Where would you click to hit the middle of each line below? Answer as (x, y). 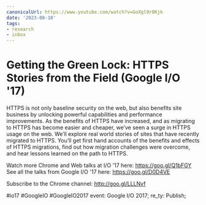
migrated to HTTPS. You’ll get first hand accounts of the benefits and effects (103, 141)
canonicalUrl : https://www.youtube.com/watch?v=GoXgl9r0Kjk (85, 12)
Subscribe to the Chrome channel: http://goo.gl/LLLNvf (76, 184)
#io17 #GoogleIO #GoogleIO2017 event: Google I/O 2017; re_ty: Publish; (96, 196)
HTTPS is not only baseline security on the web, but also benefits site (94, 108)
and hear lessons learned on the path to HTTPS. (67, 154)
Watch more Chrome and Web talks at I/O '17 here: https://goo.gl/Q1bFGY (99, 165)
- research (20, 29)
